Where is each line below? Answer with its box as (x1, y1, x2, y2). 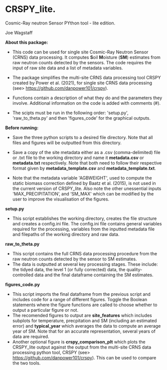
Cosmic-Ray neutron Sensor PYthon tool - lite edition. (5, 20, 116, 26)
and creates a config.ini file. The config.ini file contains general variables (12, 220, 162, 226)
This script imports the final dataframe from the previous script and (12, 291, 151, 297)
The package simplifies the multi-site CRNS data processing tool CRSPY (12, 74, 161, 80)
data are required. (12, 333, 49, 340)
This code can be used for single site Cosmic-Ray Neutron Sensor (12, 49, 149, 55)
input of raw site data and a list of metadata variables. (12, 65, 123, 71)
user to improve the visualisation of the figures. (12, 196, 110, 202)
